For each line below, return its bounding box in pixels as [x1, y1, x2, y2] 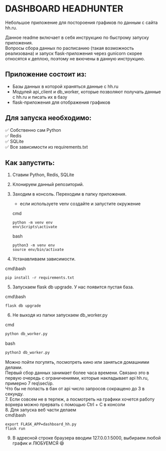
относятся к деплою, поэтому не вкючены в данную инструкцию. [5, 55, 145, 61]
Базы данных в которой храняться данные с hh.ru [12, 83, 118, 89]
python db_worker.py [5, 331, 48, 337]
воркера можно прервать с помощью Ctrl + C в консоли [5, 402, 125, 408]
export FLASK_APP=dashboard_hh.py [5, 422, 77, 427]
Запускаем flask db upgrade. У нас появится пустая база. [12, 284, 134, 290]
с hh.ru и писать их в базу [12, 94, 68, 100]
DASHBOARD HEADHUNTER [5, 3, 123, 14]
